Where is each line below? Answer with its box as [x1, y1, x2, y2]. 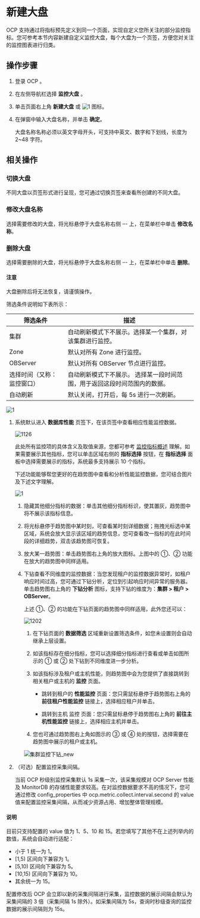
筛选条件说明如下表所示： [6, 301, 69, 308]
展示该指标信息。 [34, 510, 76, 517]
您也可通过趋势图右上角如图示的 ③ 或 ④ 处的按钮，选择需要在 [32, 730, 189, 738]
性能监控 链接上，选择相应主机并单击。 [46, 718, 143, 725]
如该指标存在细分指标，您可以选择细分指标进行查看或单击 [32, 650, 174, 657]
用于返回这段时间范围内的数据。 [79, 380, 170, 388]
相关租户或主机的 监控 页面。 [32, 678, 104, 685]
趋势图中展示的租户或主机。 [32, 738, 101, 745]
